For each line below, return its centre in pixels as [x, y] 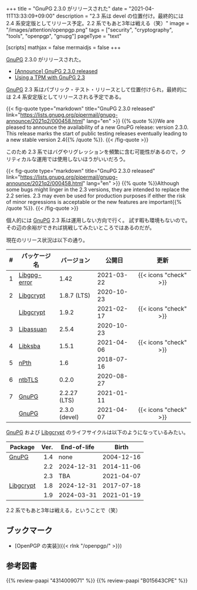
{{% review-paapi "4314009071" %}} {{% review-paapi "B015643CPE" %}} [97, 580]
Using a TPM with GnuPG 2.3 [50, 77]
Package [22, 447]
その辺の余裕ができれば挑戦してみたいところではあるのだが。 [81, 228]
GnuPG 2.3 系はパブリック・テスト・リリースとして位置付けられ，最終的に [97, 89]
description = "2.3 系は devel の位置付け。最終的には [120, 16]
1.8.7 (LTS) [75, 296]
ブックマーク [29, 531]
